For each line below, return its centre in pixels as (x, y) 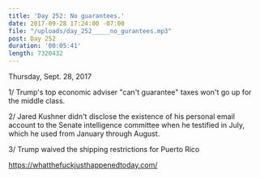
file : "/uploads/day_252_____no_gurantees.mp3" (90, 31)
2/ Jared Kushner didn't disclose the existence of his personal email (121, 117)
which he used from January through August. (84, 133)
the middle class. (37, 101)
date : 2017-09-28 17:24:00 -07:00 (67, 23)
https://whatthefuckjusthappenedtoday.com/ (83, 165)
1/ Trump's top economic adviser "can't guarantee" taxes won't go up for (130, 92)
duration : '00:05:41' (45, 46)
